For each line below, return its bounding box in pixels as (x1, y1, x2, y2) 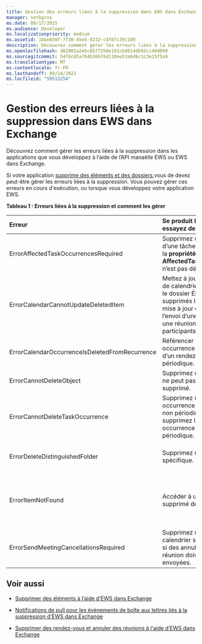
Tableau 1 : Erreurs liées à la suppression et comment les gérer (6, 203, 166, 210)
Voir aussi (6, 578, 44, 589)
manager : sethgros (6, 14, 52, 20)
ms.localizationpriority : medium (6, 31, 90, 37)
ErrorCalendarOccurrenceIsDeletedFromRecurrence (9, 348, 157, 357)
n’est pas (162, 265, 188, 273)
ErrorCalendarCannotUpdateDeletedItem (9, 301, 124, 309)
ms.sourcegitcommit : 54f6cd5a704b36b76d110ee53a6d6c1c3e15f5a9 (6, 54, 168, 60)
